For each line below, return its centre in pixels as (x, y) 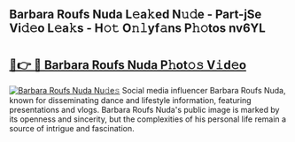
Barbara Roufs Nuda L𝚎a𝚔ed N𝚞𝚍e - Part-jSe (136, 15)
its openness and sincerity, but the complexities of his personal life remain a (147, 119)
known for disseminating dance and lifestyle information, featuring (130, 100)
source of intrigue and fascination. (72, 128)
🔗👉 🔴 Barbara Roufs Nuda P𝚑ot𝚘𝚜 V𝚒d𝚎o (128, 65)
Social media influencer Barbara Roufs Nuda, (204, 90)
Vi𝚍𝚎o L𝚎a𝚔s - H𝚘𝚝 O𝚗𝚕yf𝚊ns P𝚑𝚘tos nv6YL (137, 29)
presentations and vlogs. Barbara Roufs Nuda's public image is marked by (144, 110)
